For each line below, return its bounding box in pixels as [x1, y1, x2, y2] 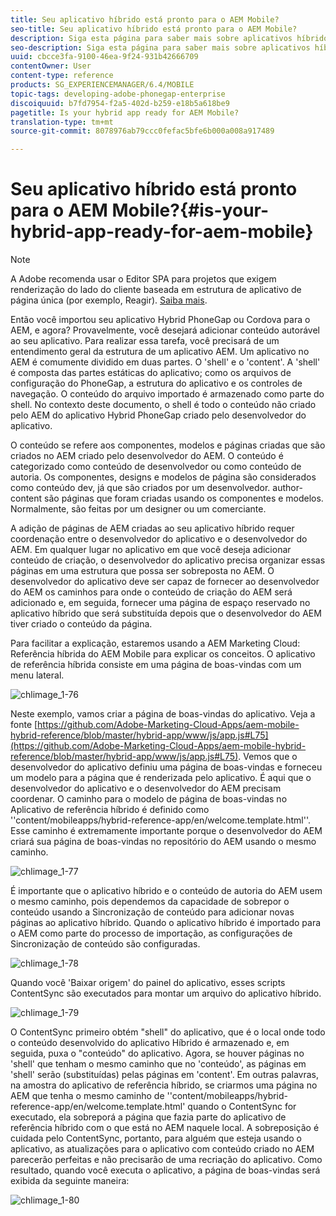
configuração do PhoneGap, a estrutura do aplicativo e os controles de [10, 377, 303, 390]
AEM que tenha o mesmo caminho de [10, 1090, 165, 1102]
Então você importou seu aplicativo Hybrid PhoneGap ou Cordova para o [10, 314, 311, 326]
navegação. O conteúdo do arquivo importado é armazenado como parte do [10, 388, 325, 400]
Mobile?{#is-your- [111, 199, 270, 222]
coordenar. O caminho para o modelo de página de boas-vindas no [10, 793, 288, 805]
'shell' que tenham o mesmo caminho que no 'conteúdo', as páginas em [10, 1058, 307, 1070]
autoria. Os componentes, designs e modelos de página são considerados [10, 471, 317, 483]
